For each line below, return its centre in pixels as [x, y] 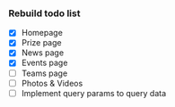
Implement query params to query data [94, 93]
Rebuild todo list [44, 13]
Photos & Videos [52, 83]
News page [43, 53]
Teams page [44, 73]
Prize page [41, 43]
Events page [44, 63]
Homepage [42, 33]
